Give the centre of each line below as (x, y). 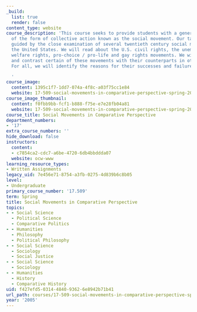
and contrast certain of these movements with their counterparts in (98, 60)
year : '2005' (22, 300)
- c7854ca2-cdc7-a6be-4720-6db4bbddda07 (61, 153)
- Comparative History (39, 284)
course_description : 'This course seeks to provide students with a (91, 33)
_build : (16, 11)
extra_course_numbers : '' (38, 131)
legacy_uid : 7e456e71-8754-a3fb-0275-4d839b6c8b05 (69, 175)
